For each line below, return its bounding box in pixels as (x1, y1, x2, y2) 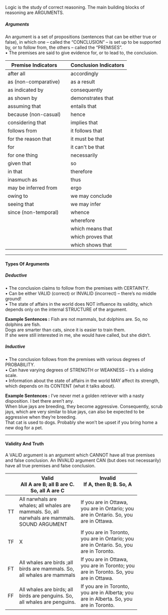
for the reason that (7, 135, 51, 142)
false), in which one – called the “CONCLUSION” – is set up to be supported (5, 39, 161, 45)
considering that (7, 119, 46, 126)
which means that (70, 225, 112, 232)
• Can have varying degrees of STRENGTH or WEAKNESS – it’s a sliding (5, 366, 153, 373)
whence (70, 208, 90, 215)
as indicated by (7, 86, 43, 93)
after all (7, 70, 25, 77)
